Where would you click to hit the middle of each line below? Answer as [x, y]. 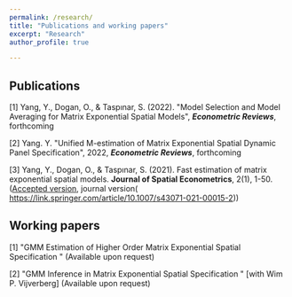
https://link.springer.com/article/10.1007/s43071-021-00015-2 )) [124, 198]
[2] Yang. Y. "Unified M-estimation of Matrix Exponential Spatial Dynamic [143, 144]
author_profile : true [49, 42]
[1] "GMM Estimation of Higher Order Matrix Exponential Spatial [125, 247]
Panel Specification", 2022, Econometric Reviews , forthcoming [126, 152]
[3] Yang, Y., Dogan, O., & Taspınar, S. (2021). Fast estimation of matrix [138, 170]
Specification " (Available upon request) [82, 256]
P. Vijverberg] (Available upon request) [80, 283]
